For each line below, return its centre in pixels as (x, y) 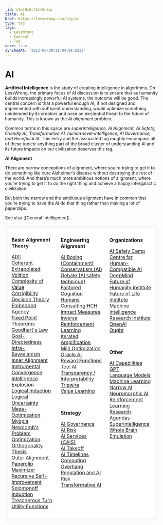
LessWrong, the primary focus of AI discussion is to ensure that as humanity (81, 93)
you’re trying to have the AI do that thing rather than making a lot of (72, 203)
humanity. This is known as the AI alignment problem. (59, 119)
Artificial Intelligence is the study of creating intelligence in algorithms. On (80, 88)
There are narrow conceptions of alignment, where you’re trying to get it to (80, 168)
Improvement (27, 482)
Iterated (70, 337)
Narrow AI (121, 388)
